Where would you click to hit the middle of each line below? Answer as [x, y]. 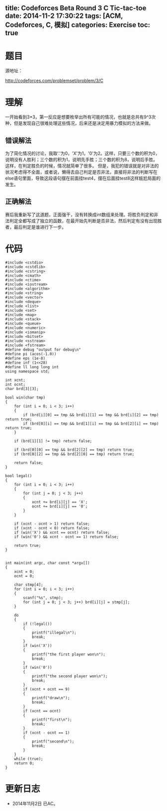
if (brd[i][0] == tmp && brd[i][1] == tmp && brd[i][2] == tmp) [91, 415]
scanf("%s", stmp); [43, 598]
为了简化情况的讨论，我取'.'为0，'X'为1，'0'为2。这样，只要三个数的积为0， [83, 153]
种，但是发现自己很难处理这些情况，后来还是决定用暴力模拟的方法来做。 [79, 123]
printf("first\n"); [52, 719]
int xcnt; [15, 380]
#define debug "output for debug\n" [43, 350]
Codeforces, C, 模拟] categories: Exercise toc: [78, 25]
